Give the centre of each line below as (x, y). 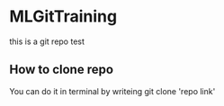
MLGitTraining (63, 17)
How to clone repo (62, 70)
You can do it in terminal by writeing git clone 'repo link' (112, 91)
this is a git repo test (47, 41)
